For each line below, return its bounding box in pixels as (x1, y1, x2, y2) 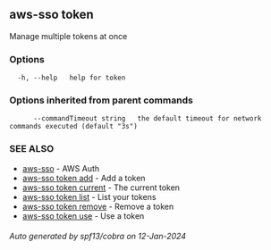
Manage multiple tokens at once (9, 30, 128, 41)
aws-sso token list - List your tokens (21, 191, 157, 202)
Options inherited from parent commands (9, 94, 194, 106)
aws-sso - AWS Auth (21, 162, 100, 173)
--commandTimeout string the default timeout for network (32, 114, 262, 123)
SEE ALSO (9, 143, 55, 155)
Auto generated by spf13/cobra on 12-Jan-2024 (9, 231, 186, 242)
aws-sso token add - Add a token (21, 172, 146, 183)
